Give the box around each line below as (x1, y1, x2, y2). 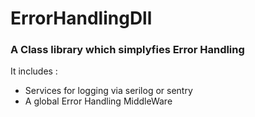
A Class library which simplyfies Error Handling (10, 43, 245, 57)
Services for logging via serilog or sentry (24, 85, 193, 97)
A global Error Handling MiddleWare (24, 95, 173, 107)
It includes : (10, 65, 58, 77)
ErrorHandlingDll (10, 7, 153, 30)
